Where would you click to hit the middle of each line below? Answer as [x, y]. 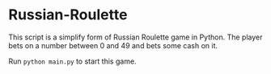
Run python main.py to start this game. [72, 61]
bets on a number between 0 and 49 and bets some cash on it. [113, 45]
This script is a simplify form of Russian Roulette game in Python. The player [135, 37]
